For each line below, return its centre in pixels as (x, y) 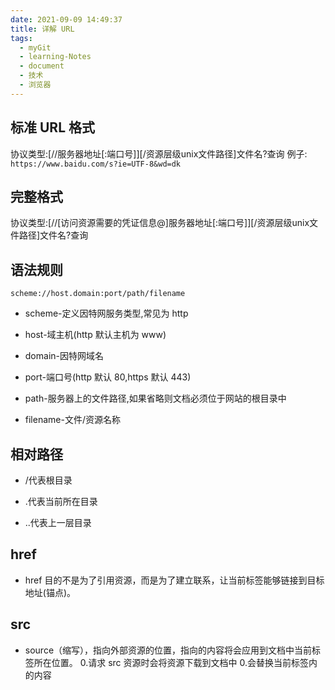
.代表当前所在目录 (61, 501)
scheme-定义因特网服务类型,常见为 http (106, 313)
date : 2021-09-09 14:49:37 (66, 19)
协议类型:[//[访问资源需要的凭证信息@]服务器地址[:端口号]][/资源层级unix (160, 223)
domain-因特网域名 (64, 356)
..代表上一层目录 (58, 522)
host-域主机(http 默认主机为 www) (95, 335)
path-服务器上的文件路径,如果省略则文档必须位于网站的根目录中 (155, 398)
